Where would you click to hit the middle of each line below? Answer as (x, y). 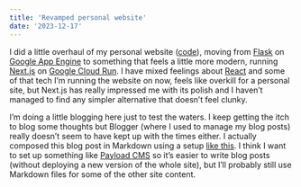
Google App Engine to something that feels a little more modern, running (144, 61)
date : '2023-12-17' (46, 26)
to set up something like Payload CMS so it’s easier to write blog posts (140, 155)
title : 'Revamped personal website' (78, 18)
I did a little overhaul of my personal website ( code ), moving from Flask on (147, 51)
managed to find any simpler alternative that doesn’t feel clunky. (128, 99)
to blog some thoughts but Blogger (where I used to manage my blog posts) (150, 126)
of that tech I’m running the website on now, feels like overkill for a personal (150, 80)
